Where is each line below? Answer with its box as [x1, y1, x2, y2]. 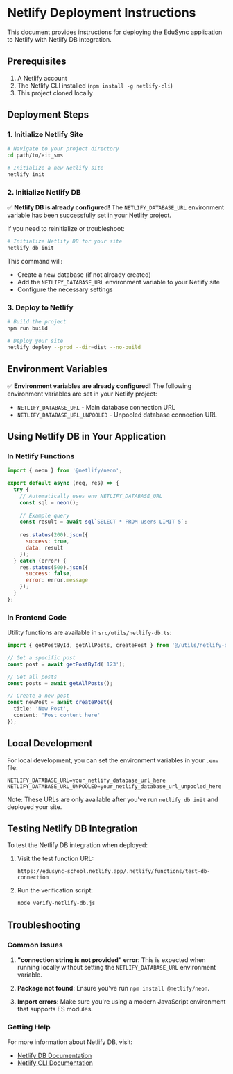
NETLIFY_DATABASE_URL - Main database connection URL [17, 403, 175, 411]
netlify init [7, 171, 45, 178]
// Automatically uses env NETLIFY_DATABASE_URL [19, 492, 163, 499]
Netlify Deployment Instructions [7, 5, 196, 21]
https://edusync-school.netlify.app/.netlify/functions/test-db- [17, 868, 210, 875]
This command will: [7, 257, 63, 265]
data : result [25, 544, 64, 551]
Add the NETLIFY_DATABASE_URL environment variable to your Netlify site [17, 278, 221, 286]
